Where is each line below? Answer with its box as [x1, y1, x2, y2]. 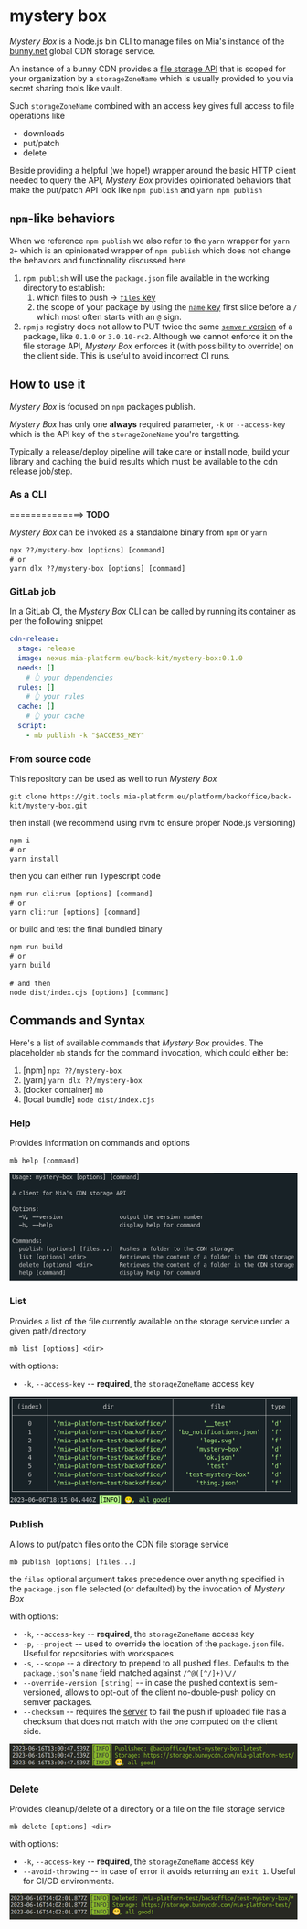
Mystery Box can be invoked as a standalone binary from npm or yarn [9, 527, 268, 538]
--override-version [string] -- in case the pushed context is [22, 1677, 257, 1688]
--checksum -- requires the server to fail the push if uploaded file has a [22, 1707, 287, 1718]
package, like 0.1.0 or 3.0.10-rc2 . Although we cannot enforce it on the [22, 330, 294, 341]
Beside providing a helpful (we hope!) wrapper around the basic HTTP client [9, 165, 297, 176]
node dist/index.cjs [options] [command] [9, 989, 170, 998]
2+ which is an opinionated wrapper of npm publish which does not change [9, 244, 291, 256]
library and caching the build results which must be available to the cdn [9, 455, 279, 466]
